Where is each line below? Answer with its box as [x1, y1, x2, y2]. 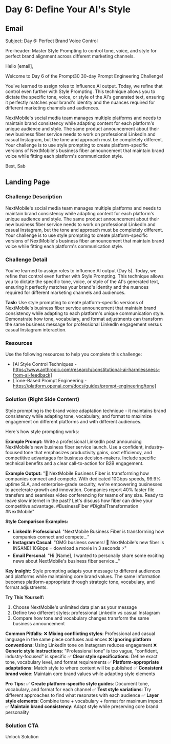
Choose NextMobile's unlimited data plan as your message [12, 604, 137, 610]
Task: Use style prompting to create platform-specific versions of [5, 299, 144, 305]
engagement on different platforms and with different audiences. [5, 418, 142, 424]
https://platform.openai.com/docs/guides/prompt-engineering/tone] [12, 383, 157, 389]
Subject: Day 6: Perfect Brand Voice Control [5, 38, 98, 44]
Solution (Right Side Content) [5, 396, 79, 403]
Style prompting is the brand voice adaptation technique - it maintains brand [5, 407, 166, 414]
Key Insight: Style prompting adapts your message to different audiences [5, 568, 161, 574]
